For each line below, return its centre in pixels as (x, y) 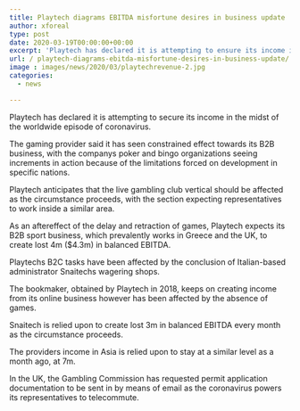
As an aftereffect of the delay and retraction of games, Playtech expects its (147, 226)
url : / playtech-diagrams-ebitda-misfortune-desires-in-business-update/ (150, 59)
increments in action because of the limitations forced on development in (144, 162)
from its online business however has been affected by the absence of (139, 298)
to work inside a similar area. (62, 208)
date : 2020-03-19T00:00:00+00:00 (71, 42)
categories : (31, 76)
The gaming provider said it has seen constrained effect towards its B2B (142, 144)
